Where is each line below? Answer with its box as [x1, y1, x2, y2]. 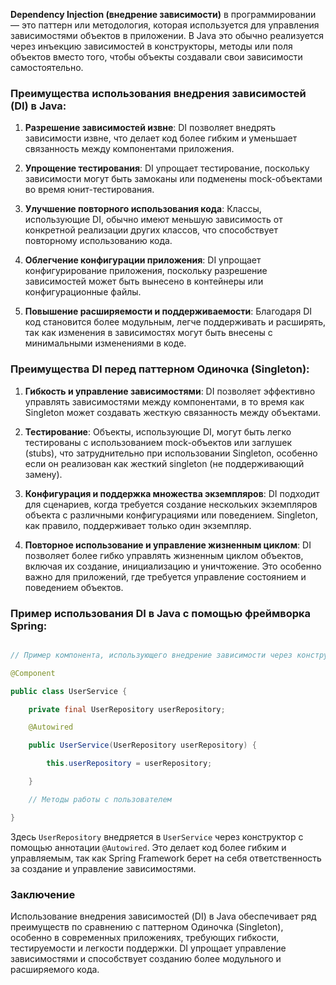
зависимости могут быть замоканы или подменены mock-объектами [24, 173, 323, 185]
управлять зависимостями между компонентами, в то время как [24, 395, 305, 408]
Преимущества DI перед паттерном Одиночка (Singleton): [10, 362, 310, 376]
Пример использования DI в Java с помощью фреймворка [10, 606, 312, 620]
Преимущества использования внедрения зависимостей [10, 86, 307, 100]
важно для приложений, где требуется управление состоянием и [24, 570, 307, 583]
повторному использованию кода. [24, 235, 173, 247]
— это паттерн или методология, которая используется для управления [10, 19, 320, 31]
